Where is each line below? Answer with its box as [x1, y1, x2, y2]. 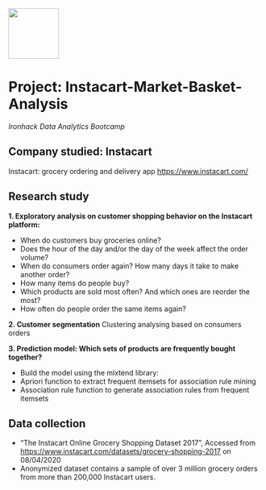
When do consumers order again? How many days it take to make [19, 261, 239, 271]
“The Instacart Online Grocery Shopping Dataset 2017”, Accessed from [19, 438, 256, 448]
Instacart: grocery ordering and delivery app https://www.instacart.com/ [8, 166, 248, 176]
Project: [8, 78, 63, 96]
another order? [19, 269, 70, 279]
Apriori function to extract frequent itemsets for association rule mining [19, 376, 256, 386]
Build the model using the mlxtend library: [19, 367, 159, 377]
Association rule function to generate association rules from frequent [19, 384, 250, 394]
